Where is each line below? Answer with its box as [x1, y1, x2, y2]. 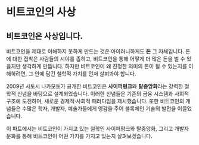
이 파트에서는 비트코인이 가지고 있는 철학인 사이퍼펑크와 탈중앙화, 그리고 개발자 [6, 125, 189, 132]
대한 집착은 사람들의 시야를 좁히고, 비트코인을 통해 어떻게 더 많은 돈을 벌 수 [12, 55, 186, 62]
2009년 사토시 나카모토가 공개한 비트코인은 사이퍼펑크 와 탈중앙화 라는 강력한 [6, 83, 184, 90]
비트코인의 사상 [6, 5, 76, 19]
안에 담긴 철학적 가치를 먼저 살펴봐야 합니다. [35, 70, 136, 77]
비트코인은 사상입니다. [6, 31, 83, 41]
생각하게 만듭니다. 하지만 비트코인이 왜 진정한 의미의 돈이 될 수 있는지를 [21, 63, 188, 70]
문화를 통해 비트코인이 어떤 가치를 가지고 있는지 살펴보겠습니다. [6, 133, 153, 140]
